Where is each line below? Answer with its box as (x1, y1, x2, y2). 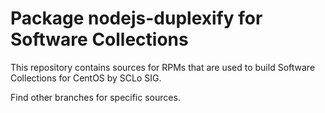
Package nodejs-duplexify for (10, 7, 263, 30)
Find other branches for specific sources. (10, 91, 181, 103)
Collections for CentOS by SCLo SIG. (10, 72, 162, 84)
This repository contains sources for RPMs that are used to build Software (10, 61, 316, 73)
